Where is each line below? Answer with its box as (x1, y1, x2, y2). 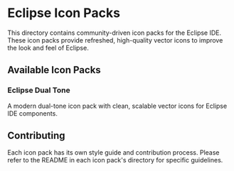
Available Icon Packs (7, 64, 101, 76)
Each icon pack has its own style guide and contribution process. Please (7, 148, 220, 157)
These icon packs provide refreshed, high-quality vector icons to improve (7, 35, 223, 44)
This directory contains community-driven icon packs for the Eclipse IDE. (7, 28, 222, 37)
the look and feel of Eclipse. (7, 43, 89, 52)
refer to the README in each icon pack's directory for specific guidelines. (7, 156, 223, 165)
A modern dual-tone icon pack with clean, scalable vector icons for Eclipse (7, 101, 228, 110)
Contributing (7, 130, 65, 142)
